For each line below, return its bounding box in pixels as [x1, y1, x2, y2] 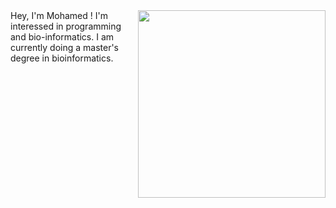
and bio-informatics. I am [10, 31, 115, 43]
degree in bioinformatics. [10, 52, 114, 64]
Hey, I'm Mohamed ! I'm [10, 10, 108, 21]
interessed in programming [10, 20, 122, 32]
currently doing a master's [10, 42, 120, 53]
